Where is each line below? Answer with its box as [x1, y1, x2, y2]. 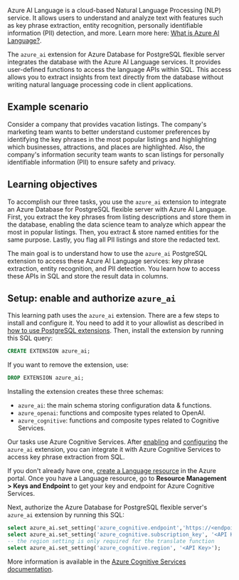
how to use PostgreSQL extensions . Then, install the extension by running [7, 326, 224, 335]
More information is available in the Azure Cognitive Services [7, 557, 186, 566]
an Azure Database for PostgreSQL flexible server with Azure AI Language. [7, 204, 228, 213]
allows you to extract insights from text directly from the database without [7, 73, 224, 81]
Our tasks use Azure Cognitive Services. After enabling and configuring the [7, 437, 228, 446]
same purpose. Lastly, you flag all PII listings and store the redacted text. [7, 235, 221, 244]
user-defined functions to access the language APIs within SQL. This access [7, 66, 232, 73]
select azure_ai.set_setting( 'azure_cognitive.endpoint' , [7, 524, 183, 532]
